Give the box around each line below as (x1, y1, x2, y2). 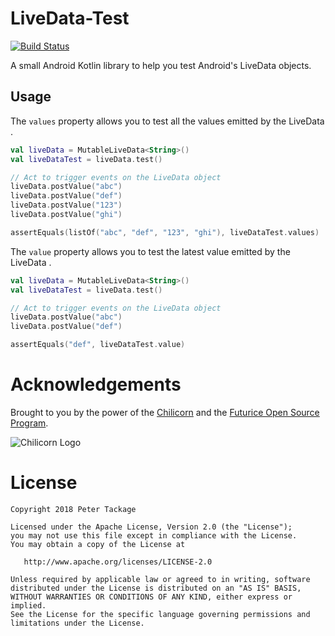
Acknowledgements (10, 373, 182, 396)
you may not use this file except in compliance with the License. (10, 530, 298, 541)
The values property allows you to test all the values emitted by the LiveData (10, 115, 325, 127)
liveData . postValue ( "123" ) (10, 200, 123, 211)
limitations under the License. (10, 618, 145, 628)
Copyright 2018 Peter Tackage (10, 504, 137, 514)
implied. (10, 600, 47, 611)
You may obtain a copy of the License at (10, 539, 186, 549)
